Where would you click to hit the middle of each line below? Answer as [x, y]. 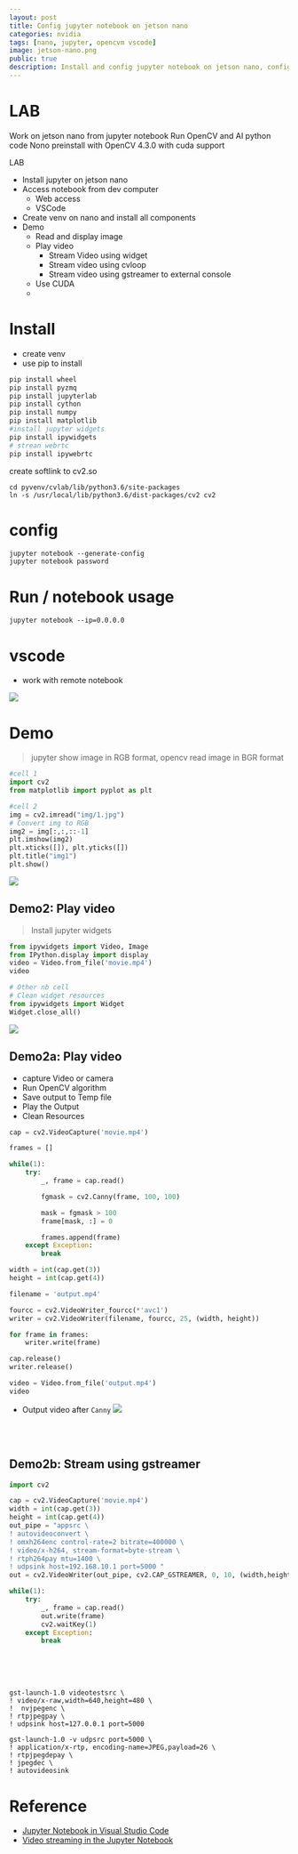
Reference [48, 1806]
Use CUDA [55, 283]
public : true [33, 59]
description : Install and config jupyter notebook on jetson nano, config [150, 68]
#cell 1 [24, 774]
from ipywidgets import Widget [67, 1004]
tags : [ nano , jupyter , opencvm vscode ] [83, 42]
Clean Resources [53, 1116]
